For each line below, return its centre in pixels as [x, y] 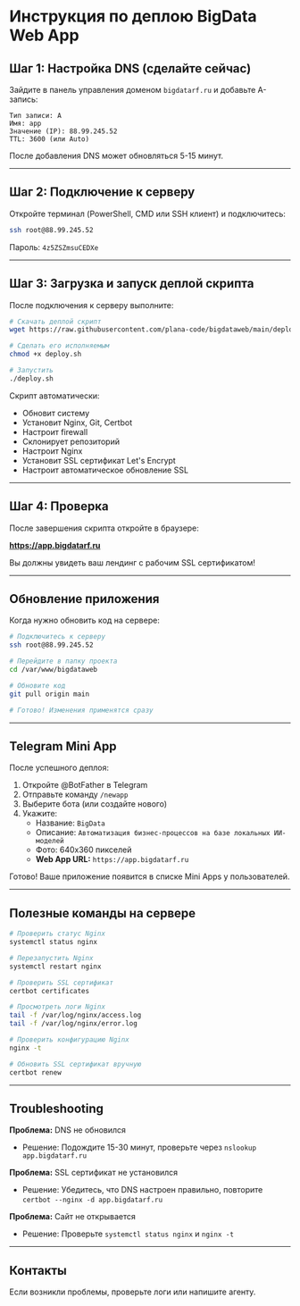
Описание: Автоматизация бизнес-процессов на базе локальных [153, 833]
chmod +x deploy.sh [46, 355]
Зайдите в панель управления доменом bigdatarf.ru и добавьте [133, 90]
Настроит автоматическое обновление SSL [105, 470]
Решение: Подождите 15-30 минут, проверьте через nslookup [139, 1147]
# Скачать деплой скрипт [55, 322]
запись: [24, 99]
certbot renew [36, 1072]
